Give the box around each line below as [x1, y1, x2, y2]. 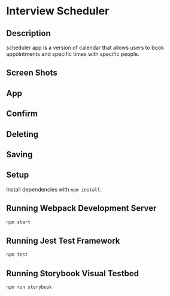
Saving [6, 149, 33, 160]
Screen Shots [6, 68, 58, 78]
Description [6, 28, 51, 38]
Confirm [6, 109, 38, 119]
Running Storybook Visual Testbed [6, 268, 139, 279]
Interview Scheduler [6, 4, 110, 18]
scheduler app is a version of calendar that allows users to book [6, 44, 165, 51]
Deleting [6, 129, 39, 139]
